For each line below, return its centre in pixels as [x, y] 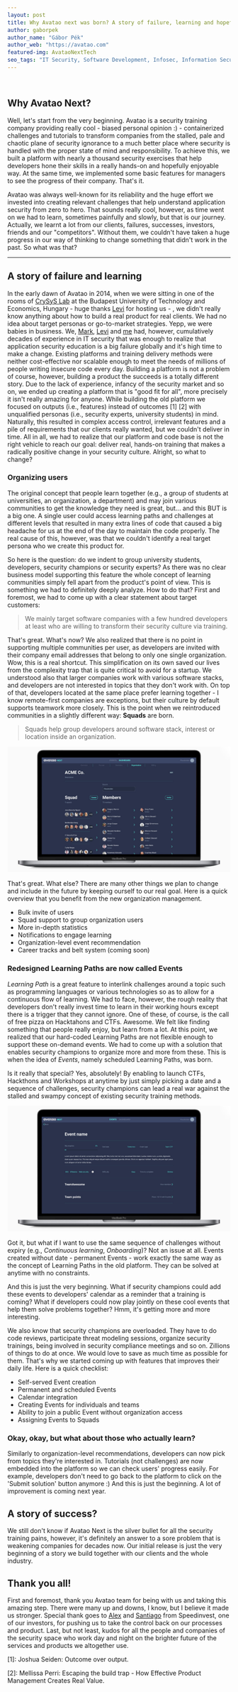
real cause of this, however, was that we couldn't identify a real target [109, 538]
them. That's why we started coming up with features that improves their [113, 1361]
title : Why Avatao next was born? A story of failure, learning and [110, 22]
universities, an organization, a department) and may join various [102, 500]
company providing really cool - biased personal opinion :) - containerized [116, 128]
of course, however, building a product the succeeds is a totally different [113, 376]
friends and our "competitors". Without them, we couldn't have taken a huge [119, 232]
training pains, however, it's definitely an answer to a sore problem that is [114, 1538]
